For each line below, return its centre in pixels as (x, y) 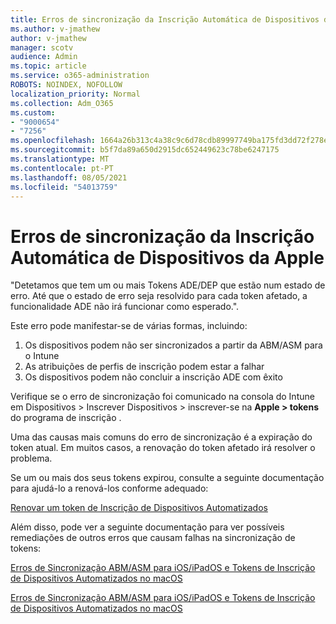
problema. (31, 458)
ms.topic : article (48, 66)
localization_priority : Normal (75, 94)
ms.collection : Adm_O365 (62, 103)
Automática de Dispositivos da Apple (167, 257)
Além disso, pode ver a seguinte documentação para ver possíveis (147, 527)
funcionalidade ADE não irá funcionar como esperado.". (125, 307)
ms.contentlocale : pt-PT (62, 168)
